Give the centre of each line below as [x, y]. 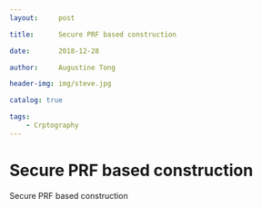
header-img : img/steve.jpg [60, 84]
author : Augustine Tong [63, 68]
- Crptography [52, 125]
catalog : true [36, 100]
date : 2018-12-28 [55, 51]
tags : [20, 117]
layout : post [42, 18]
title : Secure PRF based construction [93, 34]
